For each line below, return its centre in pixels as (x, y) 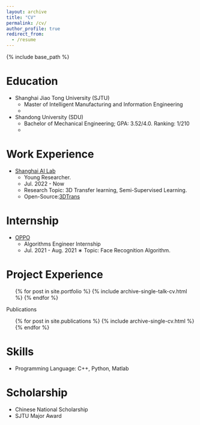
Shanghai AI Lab (35, 171)
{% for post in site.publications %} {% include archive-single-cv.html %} (105, 321)
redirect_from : (25, 34)
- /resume (24, 40)
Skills (20, 351)
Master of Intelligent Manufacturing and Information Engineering (103, 104)
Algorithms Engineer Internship (62, 244)
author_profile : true (33, 29)
